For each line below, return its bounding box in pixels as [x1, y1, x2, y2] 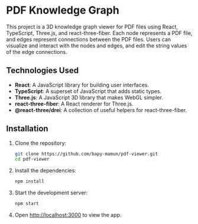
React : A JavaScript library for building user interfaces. [14, 81, 150, 88]
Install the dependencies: [14, 167, 77, 174]
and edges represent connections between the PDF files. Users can [6, 36, 171, 43]
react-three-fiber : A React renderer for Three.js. [14, 100, 134, 107]
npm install [14, 178, 44, 184]
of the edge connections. [6, 48, 68, 55]
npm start [14, 201, 40, 207]
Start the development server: [14, 189, 88, 196]
